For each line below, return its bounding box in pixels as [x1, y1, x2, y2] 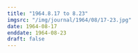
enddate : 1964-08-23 [7, 29, 67, 36]
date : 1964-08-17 [7, 23, 58, 30]
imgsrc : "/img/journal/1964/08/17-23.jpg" [7, 17, 132, 23]
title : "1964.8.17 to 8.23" [7, 10, 89, 17]
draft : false [7, 36, 45, 43]
